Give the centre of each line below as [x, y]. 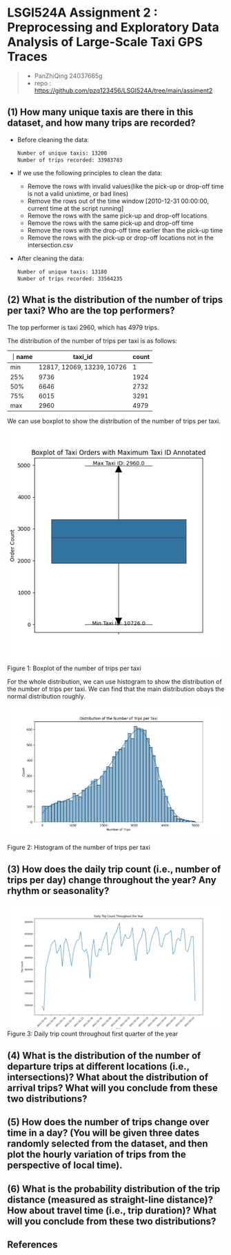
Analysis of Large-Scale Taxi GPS [105, 42]
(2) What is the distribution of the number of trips [115, 300]
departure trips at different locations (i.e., [98, 1066]
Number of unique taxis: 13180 [62, 272]
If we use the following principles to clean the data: [90, 173]
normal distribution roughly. [47, 696]
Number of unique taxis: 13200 [62, 153]
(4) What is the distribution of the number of [104, 1055]
